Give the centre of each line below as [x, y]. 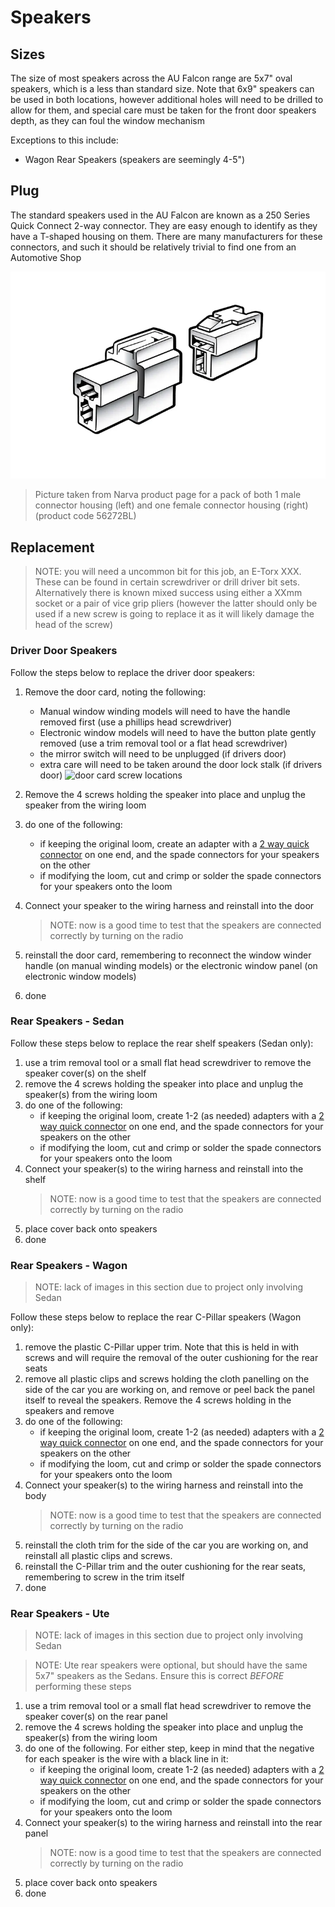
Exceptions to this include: [64, 140]
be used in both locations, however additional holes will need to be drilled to [167, 99]
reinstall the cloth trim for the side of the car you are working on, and [166, 1545]
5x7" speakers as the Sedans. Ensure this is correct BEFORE [159, 1676]
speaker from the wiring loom [85, 805]
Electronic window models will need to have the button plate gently [178, 732]
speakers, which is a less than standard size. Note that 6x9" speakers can [162, 89]
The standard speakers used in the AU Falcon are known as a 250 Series [160, 215]
